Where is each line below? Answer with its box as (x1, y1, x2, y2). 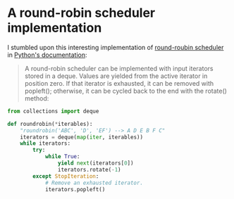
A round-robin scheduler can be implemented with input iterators (24, 64, 214, 72)
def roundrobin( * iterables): (7, 120, 93, 127)
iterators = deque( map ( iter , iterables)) (20, 134, 143, 141)
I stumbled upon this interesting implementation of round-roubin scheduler (7, 43, 224, 51)
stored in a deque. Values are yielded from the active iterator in (24, 72, 208, 80)
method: (24, 94, 49, 103)
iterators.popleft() (44, 186, 106, 193)
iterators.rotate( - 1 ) (57, 166, 121, 173)
